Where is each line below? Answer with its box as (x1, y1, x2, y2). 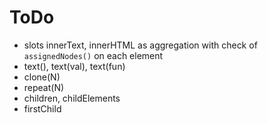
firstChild (23, 102, 62, 115)
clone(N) (23, 71, 61, 83)
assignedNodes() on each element (23, 49, 164, 61)
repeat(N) (23, 81, 65, 93)
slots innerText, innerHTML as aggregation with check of (23, 39, 258, 51)
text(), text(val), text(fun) (23, 60, 126, 72)
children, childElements (23, 92, 121, 104)
